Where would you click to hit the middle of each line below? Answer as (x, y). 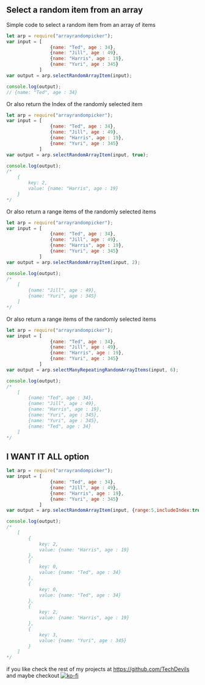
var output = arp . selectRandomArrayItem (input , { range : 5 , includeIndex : (99, 511)
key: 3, (49, 635)
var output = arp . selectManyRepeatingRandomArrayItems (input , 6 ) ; (92, 370)
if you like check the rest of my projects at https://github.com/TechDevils (98, 669)
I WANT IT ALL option (48, 457)
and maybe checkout (33, 676)
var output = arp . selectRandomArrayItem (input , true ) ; (77, 155)
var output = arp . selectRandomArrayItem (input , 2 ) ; (73, 262)
